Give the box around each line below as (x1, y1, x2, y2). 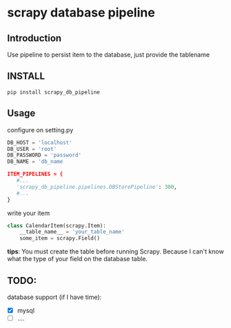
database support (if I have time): (7, 293, 102, 301)
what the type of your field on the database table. (7, 255, 148, 263)
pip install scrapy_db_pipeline (7, 88, 100, 96)
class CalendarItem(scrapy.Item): (7, 222, 107, 229)
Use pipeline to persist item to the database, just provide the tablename (7, 50, 210, 59)
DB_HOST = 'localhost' (7, 139, 72, 146)
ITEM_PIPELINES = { (7, 171, 63, 178)
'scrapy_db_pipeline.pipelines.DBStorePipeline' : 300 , (16, 183, 177, 190)
